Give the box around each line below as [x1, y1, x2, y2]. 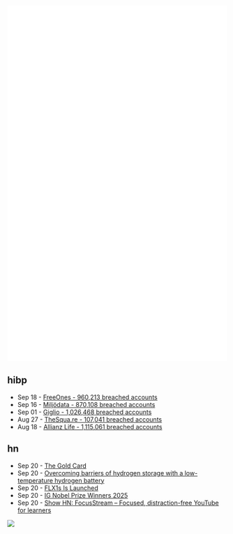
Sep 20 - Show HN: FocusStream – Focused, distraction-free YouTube [17, 498, 220, 507]
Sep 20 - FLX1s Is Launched [17, 484, 99, 492]
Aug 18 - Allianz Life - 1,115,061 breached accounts [17, 422, 163, 431]
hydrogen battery [54, 476, 105, 484]
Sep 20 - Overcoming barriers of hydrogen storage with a [17, 468, 183, 477]
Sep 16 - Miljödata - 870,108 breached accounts [17, 400, 156, 408]
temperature [17, 476, 54, 484]
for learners [17, 505, 52, 514]
